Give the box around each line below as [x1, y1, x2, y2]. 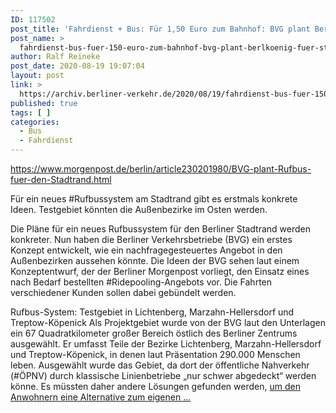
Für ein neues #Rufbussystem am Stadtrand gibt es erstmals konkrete [10, 193, 298, 205]
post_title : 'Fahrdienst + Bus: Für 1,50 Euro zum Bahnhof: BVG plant [10, 24, 311, 34]
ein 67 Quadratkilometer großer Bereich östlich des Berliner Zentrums [10, 327, 298, 339]
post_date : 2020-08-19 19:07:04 [10, 61, 145, 71]
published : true [10, 98, 78, 108]
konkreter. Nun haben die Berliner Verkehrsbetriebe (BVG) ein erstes [10, 234, 293, 245]
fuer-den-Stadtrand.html [10, 174, 112, 185]
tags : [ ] [10, 107, 52, 118]
